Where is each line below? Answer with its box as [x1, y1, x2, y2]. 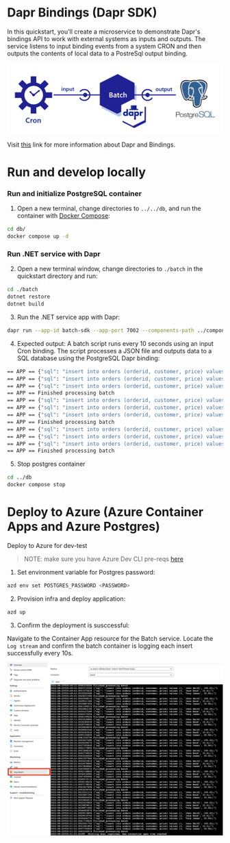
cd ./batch [7, 286, 38, 293]
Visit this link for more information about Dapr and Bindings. [7, 140, 176, 149]
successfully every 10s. [7, 649, 73, 657]
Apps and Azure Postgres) [7, 519, 160, 535]
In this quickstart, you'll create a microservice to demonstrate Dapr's [7, 27, 201, 36]
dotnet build [7, 301, 44, 307]
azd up [7, 608, 26, 616]
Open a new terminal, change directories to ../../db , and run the [16, 204, 201, 213]
